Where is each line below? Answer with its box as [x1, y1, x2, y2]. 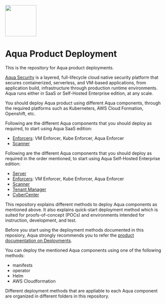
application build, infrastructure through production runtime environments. [5, 85, 158, 91]
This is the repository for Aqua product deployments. [5, 64, 114, 70]
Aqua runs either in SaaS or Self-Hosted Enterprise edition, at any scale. [5, 90, 154, 96]
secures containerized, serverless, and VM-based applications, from [5, 79, 146, 85]
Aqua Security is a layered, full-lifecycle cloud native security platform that [5, 74, 159, 80]
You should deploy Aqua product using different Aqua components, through [5, 100, 161, 106]
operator [12, 267, 31, 274]
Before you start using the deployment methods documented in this [5, 227, 144, 233]
